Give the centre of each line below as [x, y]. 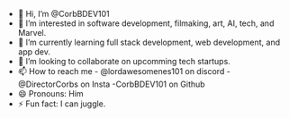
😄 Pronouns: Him [50, 93]
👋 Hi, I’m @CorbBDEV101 [63, 14]
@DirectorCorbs [48, 84]
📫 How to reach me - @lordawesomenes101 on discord [121, 71]
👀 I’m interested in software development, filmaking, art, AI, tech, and [146, 23]
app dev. [34, 52]
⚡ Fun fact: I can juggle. [62, 104]
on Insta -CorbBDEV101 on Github [143, 84]
